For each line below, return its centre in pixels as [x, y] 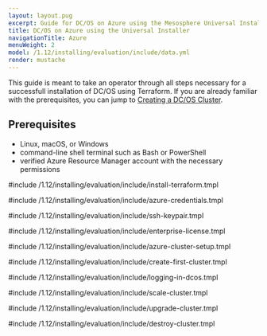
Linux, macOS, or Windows [64, 143]
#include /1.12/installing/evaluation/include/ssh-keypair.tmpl [106, 215]
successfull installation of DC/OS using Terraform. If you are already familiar [133, 91]
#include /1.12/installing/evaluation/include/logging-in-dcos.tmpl [113, 277]
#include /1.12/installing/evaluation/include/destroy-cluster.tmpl [112, 323]
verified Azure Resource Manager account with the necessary [121, 161]
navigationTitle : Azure [48, 38]
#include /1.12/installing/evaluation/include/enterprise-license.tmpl [117, 231]
